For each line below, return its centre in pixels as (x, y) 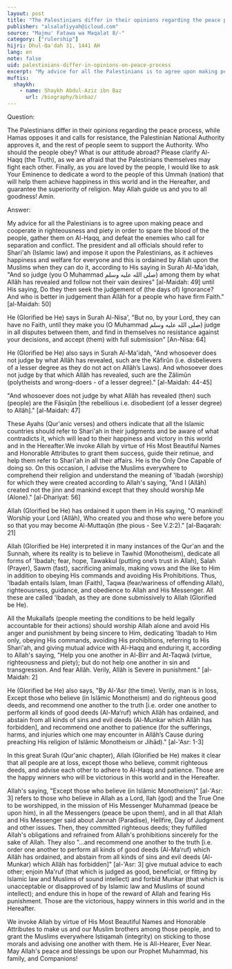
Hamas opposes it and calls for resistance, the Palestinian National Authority (116, 138)
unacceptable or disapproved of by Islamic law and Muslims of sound (106, 886)
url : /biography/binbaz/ (61, 98)
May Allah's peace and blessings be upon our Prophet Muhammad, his (108, 951)
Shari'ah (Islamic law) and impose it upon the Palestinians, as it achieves (110, 252)
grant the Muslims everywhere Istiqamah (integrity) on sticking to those (109, 936)
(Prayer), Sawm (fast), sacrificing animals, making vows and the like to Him (114, 568)
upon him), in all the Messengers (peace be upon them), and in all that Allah (115, 813)
